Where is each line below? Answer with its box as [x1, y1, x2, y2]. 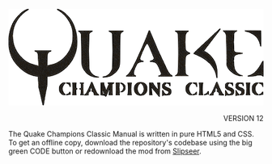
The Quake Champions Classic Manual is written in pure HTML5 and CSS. [8, 128, 255, 138]
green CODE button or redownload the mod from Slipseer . [8, 146, 202, 156]
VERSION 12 [223, 113, 264, 123]
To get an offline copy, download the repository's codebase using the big [8, 137, 253, 147]
